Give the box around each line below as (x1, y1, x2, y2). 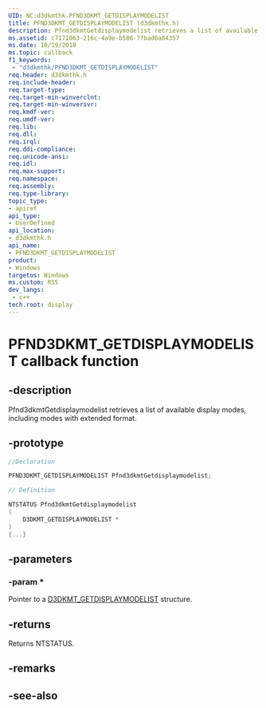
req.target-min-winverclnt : (8, 93, 102, 101)
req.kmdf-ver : (8, 108, 56, 116)
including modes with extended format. (8, 413, 137, 423)
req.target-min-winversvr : (8, 100, 98, 108)
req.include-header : (8, 78, 77, 86)
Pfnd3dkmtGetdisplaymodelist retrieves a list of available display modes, (8, 404, 247, 415)
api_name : (8, 242, 41, 250)
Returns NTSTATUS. (8, 639, 75, 648)
